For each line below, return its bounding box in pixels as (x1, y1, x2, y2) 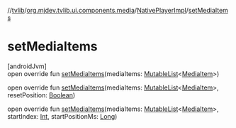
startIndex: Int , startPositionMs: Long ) (7, 112, 118, 120)
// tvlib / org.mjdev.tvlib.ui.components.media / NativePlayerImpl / (7, 6, 189, 14)
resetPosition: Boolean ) (7, 90, 76, 99)
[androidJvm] (7, 62, 47, 70)
